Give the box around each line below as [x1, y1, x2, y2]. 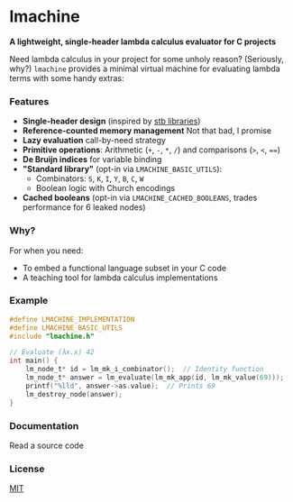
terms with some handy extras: [9, 72, 124, 83]
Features [9, 95, 50, 107]
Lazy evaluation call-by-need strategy [22, 135, 167, 146]
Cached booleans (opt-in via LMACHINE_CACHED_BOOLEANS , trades [22, 192, 258, 204]
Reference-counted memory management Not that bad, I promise [22, 125, 272, 136]
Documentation [9, 419, 79, 432]
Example [9, 295, 49, 307]
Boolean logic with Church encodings [35, 183, 176, 194]
